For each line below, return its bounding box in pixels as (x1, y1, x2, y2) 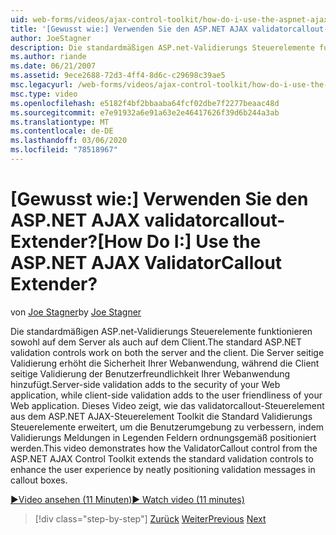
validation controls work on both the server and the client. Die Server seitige (10, 346, 325, 358)
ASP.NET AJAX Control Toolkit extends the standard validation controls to (10, 452, 314, 465)
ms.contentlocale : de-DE (10, 126, 114, 136)
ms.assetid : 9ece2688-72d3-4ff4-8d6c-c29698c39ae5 (10, 71, 226, 81)
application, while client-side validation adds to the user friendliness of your (10, 389, 323, 401)
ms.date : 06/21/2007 (10, 61, 97, 71)
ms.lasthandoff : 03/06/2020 (10, 136, 128, 146)
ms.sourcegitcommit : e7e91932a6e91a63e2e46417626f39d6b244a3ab (10, 107, 280, 118)
